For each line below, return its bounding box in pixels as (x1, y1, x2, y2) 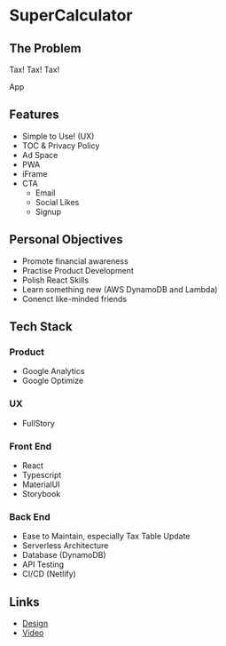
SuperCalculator (9, 5, 133, 26)
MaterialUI (21, 479, 60, 490)
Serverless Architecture (21, 540, 109, 551)
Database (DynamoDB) (21, 550, 106, 561)
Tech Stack (9, 319, 73, 334)
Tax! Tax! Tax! (9, 64, 60, 75)
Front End (9, 440, 52, 452)
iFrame (21, 168, 48, 179)
